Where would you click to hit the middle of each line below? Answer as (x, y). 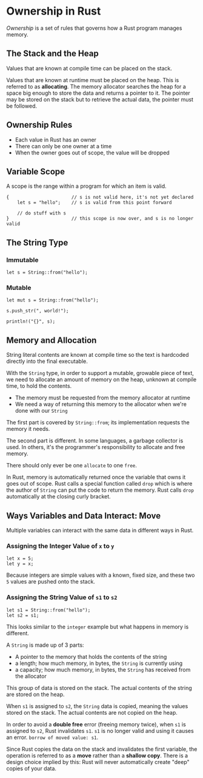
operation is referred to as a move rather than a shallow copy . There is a (97, 756)
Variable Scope (36, 171)
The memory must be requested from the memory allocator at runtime (103, 398)
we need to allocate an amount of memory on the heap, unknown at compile (101, 380)
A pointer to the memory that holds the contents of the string (91, 656)
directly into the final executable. (47, 361)
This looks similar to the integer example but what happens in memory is (98, 627)
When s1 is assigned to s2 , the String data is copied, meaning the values (97, 706)
